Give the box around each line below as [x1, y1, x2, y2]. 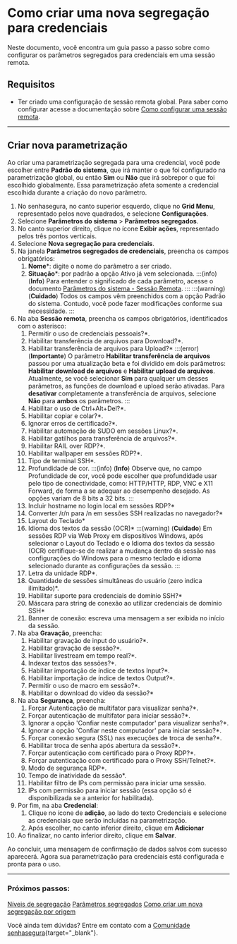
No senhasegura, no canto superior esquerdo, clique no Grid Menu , [17, 202, 215, 210]
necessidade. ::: [28, 307, 75, 315]
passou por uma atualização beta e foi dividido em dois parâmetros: [28, 359, 226, 367]
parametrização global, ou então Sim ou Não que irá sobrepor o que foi [7, 173, 215, 181]
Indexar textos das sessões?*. [28, 658, 117, 667]
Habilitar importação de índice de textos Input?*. [28, 666, 171, 675]
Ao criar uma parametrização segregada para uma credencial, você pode [7, 158, 221, 166]
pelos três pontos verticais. [17, 231, 97, 240]
